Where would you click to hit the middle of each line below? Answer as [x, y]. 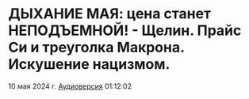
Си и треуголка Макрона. [96, 48]
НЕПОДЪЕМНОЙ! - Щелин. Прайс [125, 30]
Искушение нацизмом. [89, 65]
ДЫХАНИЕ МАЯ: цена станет [110, 14]
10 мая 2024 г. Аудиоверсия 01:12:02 [70, 86]
